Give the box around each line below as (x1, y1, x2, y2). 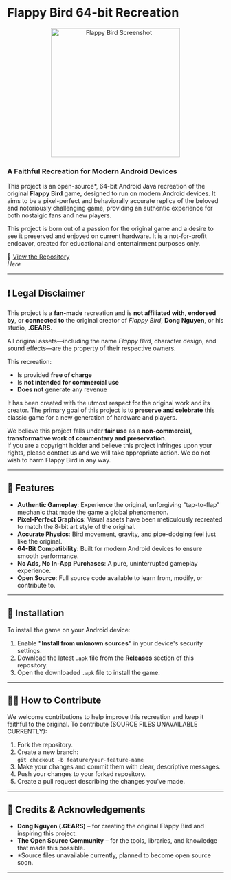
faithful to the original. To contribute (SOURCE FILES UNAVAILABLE (7, 720, 198, 729)
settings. (16, 646, 43, 654)
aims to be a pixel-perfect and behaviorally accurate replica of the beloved (7, 197, 219, 205)
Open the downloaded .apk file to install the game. (16, 668, 160, 676)
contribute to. (16, 581, 56, 589)
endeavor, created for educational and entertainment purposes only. (7, 239, 201, 248)
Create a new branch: (16, 748, 79, 756)
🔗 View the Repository (7, 253, 70, 261)
